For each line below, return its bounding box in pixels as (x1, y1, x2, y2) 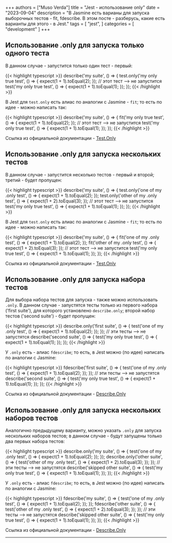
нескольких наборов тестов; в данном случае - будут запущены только (5, 433, 162, 439)
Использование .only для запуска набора (5, 275, 146, 284)
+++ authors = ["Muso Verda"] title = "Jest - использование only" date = (5, 5, 160, 10)
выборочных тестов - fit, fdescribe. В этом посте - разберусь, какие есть (5, 15, 165, 21)
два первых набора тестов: (5, 438, 65, 445)
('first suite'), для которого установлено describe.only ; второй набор (5, 308, 155, 314)
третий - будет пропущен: (5, 177, 62, 183)
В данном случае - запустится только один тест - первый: (5, 63, 133, 69)
